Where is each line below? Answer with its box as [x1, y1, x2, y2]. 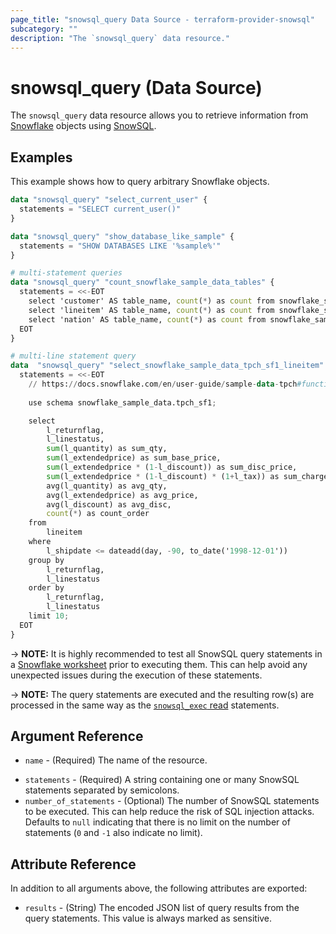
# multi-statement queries [10, 268, 123, 278]
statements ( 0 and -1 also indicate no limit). [24, 827, 203, 839]
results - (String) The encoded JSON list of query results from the [24, 902, 300, 914]
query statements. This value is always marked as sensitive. [24, 912, 273, 925]
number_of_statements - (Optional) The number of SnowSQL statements [24, 795, 320, 807]
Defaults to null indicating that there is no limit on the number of [24, 816, 291, 828]
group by [28, 555, 65, 565]
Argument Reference [10, 728, 144, 745]
